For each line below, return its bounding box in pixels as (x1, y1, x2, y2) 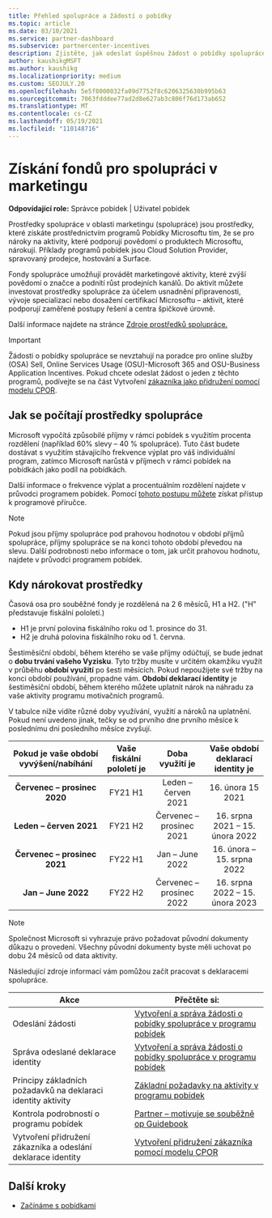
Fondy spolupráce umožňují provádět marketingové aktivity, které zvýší (8, 269, 247, 279)
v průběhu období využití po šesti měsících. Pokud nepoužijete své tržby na (8, 665, 263, 675)
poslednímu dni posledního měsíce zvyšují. (8, 724, 152, 733)
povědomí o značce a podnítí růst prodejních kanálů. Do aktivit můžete (8, 278, 244, 287)
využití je (159, 758, 196, 770)
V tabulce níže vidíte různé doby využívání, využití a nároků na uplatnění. (8, 707, 252, 716)
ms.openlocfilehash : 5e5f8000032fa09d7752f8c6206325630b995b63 (8, 87, 227, 95)
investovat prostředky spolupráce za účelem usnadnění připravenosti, (8, 286, 241, 296)
